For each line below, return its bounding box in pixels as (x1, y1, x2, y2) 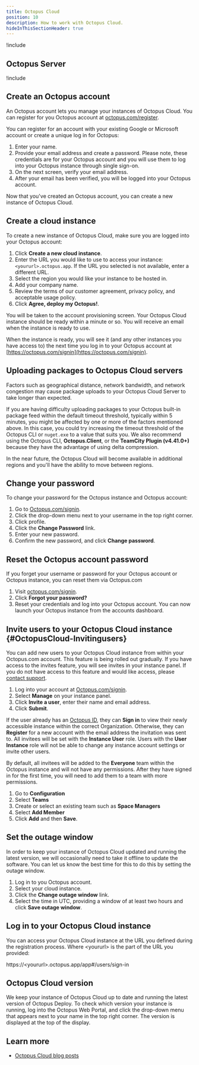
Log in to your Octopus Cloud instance (6, 921, 151, 931)
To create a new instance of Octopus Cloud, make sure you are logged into (6, 232, 190, 239)
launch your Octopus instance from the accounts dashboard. (14, 607, 164, 614)
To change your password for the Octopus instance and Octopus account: (6, 494, 188, 501)
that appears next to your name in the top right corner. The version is (6, 1013, 175, 1020)
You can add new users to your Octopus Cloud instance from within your (6, 649, 184, 656)
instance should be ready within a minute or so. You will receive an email (6, 318, 184, 325)
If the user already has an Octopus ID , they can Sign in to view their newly (6, 716, 188, 723)
